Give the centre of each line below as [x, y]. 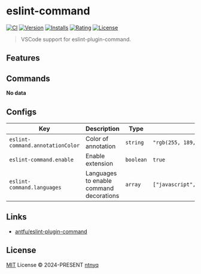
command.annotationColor [45, 145]
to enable [99, 180]
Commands [28, 78]
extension [100, 163]
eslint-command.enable [41, 159]
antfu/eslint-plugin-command [51, 231]
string [135, 142]
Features [23, 58]
